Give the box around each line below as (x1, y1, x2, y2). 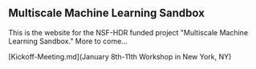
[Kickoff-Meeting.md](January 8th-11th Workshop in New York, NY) (8, 51, 232, 61)
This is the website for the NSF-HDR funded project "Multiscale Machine (8, 27, 249, 37)
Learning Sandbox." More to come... (8, 36, 128, 46)
